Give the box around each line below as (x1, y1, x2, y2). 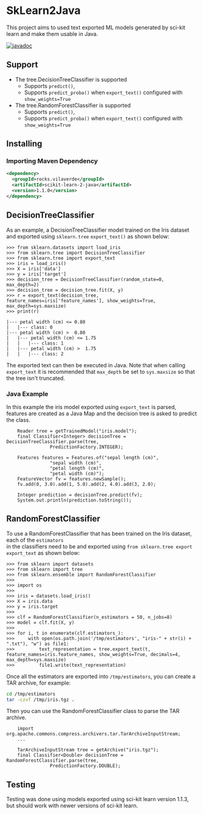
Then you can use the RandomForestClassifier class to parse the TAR (6, 708, 180, 715)
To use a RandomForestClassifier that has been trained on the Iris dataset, (6, 529, 192, 537)
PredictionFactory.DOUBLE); (49, 763, 121, 769)
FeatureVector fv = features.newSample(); (17, 475, 126, 482)
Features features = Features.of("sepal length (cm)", (17, 454, 159, 461)
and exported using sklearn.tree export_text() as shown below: (6, 232, 170, 240)
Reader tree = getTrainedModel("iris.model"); (17, 428, 137, 434)
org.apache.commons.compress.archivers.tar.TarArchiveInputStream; (6, 731, 181, 737)
